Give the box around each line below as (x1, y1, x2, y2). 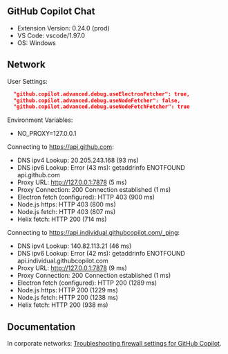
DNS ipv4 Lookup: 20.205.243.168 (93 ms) (17, 156, 140, 165)
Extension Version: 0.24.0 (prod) (17, 24, 110, 32)
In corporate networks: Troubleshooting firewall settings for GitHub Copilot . (7, 339, 222, 348)
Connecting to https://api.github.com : (7, 143, 114, 151)
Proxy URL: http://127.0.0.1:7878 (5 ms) (17, 178, 127, 186)
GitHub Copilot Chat (7, 6, 95, 17)
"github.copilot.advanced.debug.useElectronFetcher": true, (13, 90, 190, 98)
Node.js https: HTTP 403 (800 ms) (17, 200, 116, 209)
